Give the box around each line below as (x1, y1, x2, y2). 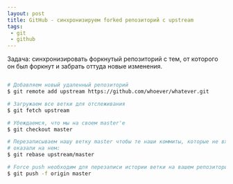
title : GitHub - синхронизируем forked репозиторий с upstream (7, 17, 194, 24)
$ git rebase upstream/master (7, 151, 95, 158)
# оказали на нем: (7, 145, 60, 152)
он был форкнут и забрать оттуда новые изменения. (7, 62, 163, 71)
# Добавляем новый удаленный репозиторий (7, 82, 129, 89)
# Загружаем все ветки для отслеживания (7, 100, 126, 107)
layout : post (7, 10, 45, 17)
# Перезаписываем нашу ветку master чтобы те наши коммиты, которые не (7, 138, 218, 145)
